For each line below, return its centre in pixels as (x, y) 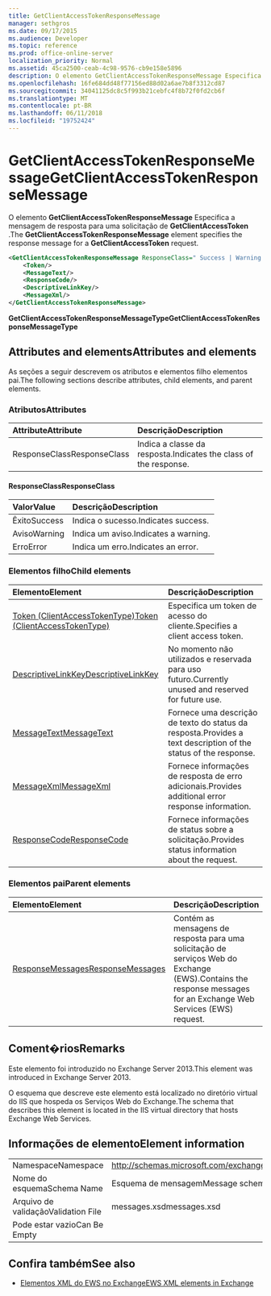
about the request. (203, 860)
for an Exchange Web (214, 998)
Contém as (194, 918)
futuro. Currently (198, 679)
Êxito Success (38, 521)
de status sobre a (201, 829)
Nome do (30, 1178)
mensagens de (201, 928)
